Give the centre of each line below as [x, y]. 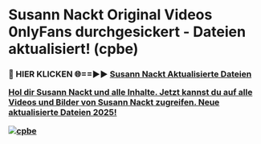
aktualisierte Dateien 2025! [63, 113]
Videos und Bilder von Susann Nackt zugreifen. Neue [114, 102]
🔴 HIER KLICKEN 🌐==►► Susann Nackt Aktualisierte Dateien [130, 74]
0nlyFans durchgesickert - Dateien [127, 32]
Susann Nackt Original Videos [110, 15]
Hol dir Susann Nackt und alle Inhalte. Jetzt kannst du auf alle [130, 93]
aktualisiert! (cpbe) [73, 49]
